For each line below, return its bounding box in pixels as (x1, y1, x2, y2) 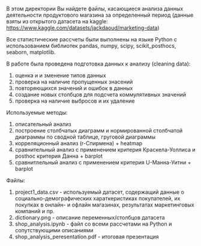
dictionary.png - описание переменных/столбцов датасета (14, 214, 165, 221)
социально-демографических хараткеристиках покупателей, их (14, 195, 181, 202)
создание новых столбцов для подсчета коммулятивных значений (14, 91, 186, 98)
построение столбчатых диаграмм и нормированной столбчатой (14, 127, 183, 134)
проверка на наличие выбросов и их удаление (14, 97, 135, 104)
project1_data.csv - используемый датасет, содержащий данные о (14, 188, 185, 196)
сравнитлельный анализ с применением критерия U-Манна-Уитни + (14, 159, 191, 166)
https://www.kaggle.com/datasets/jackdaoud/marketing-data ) (6, 24, 160, 31)
